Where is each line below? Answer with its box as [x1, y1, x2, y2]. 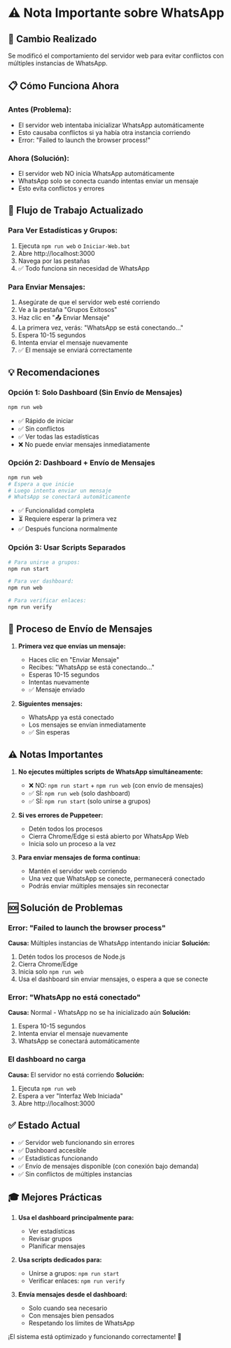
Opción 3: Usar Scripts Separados [8, 543, 126, 552]
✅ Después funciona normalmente [17, 525, 118, 533]
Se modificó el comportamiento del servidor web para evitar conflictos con [8, 51, 224, 60]
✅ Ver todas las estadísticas [17, 432, 99, 441]
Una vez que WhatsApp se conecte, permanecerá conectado [28, 874, 205, 883]
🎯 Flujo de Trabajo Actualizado [8, 205, 143, 216]
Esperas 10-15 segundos [28, 670, 100, 679]
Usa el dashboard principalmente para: [17, 1214, 134, 1222]
